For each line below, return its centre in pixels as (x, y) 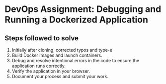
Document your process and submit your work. (60, 76)
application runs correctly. (39, 66)
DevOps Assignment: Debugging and (83, 9)
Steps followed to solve (42, 38)
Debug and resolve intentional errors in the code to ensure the (76, 60)
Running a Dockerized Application (77, 20)
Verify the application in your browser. (51, 71)
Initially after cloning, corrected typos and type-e (62, 50)
